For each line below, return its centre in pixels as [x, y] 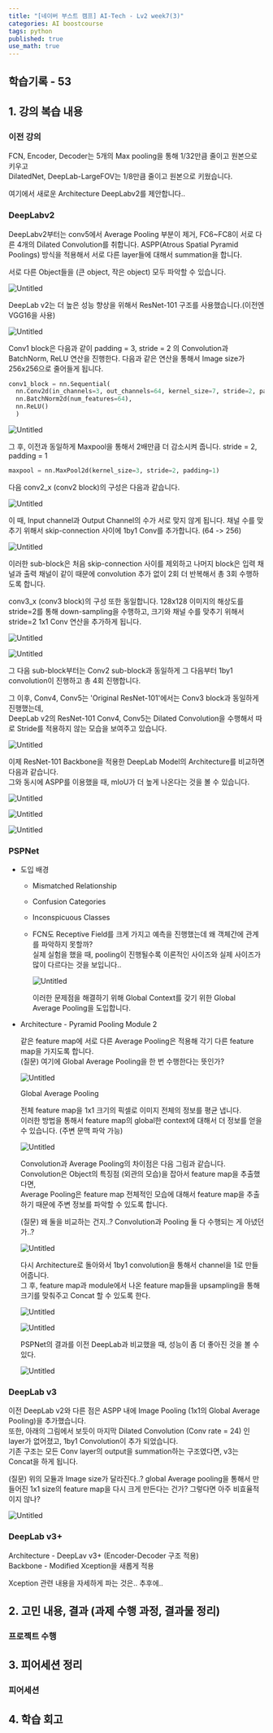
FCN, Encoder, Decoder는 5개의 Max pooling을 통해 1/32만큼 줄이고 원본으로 [133, 156]
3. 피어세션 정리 [45, 1665]
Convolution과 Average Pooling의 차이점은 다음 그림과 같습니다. [123, 1164]
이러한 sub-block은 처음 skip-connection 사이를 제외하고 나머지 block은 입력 [132, 564]
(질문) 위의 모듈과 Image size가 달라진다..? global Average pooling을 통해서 [130, 1479]
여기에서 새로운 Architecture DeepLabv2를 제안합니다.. [97, 194]
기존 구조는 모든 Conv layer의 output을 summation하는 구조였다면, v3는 [124, 1451]
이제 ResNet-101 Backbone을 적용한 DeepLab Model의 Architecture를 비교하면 [136, 761]
